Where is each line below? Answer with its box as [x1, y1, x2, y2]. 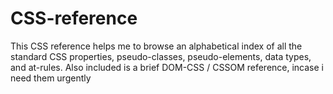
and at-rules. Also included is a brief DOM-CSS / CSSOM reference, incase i [10, 61, 324, 73]
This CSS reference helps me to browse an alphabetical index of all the [10, 40, 303, 52]
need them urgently [10, 72, 92, 84]
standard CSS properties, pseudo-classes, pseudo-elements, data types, [10, 50, 312, 62]
